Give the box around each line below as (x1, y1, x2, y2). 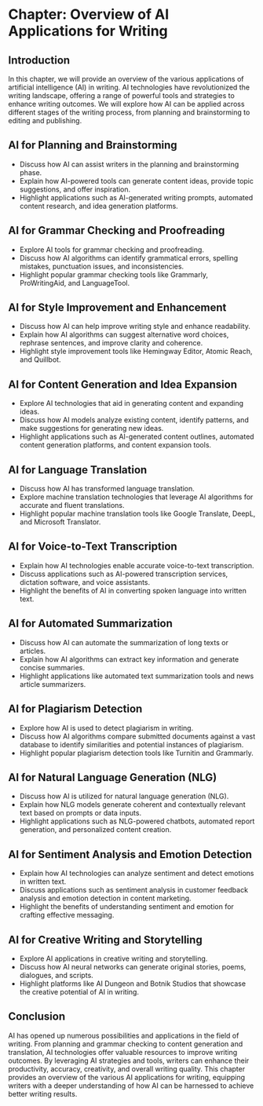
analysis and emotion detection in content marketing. (19, 893, 192, 903)
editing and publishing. (8, 116, 82, 125)
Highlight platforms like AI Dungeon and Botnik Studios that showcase (19, 979, 246, 988)
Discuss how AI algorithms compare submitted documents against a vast (19, 732, 256, 741)
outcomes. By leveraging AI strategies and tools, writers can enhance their (8, 1056, 250, 1065)
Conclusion (8, 1010, 66, 1024)
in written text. (19, 877, 67, 886)
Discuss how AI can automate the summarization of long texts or (19, 637, 229, 647)
